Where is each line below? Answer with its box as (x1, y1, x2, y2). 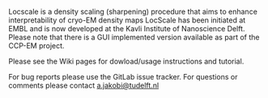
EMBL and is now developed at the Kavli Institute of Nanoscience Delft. (8, 24, 245, 33)
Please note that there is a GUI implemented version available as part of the (8, 32, 260, 42)
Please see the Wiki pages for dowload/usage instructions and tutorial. (8, 56, 245, 66)
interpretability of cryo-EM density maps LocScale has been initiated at (8, 15, 246, 25)
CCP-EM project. (8, 41, 65, 51)
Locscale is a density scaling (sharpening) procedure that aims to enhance (8, 7, 257, 16)
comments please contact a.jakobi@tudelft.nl (8, 80, 160, 90)
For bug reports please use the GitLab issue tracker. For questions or (8, 72, 238, 81)
